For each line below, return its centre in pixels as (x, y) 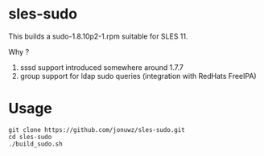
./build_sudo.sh (35, 144)
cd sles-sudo (30, 137)
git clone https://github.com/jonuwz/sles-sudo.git (97, 129)
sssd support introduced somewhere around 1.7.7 (101, 67)
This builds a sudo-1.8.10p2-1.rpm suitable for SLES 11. (98, 36)
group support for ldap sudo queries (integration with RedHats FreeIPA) (138, 76)
